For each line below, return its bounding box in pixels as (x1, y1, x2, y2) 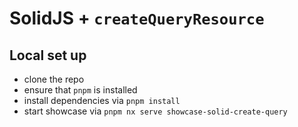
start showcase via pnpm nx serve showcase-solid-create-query (23, 105, 288, 117)
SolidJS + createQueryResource (9, 7, 265, 30)
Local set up (9, 47, 87, 64)
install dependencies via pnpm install (23, 95, 181, 106)
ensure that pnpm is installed (23, 84, 138, 96)
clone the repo (23, 73, 85, 85)
